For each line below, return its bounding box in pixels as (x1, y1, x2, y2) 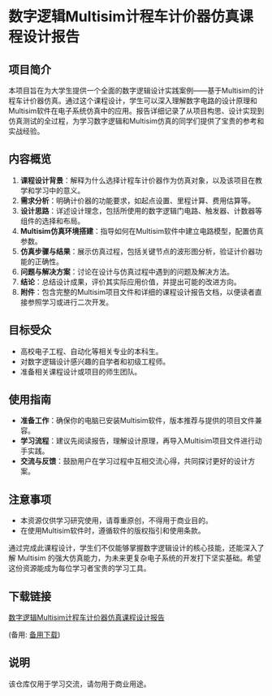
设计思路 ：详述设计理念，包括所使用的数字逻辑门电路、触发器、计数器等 (19, 205, 262, 215)
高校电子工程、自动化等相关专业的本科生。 (19, 346, 163, 356)
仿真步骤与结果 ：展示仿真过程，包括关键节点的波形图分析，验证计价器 (19, 246, 256, 256)
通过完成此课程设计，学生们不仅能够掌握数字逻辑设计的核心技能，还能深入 (8, 543, 257, 553)
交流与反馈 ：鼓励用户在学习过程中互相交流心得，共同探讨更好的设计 (19, 456, 248, 466)
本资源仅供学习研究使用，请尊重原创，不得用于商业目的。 (19, 516, 213, 525)
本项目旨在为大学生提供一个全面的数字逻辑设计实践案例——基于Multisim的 (8, 86, 257, 95)
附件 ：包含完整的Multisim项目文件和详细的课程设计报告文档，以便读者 (19, 287, 256, 296)
